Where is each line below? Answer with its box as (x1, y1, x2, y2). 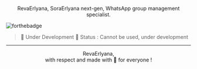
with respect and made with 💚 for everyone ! (45, 56, 152, 63)
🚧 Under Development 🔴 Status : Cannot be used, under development (20, 34, 189, 40)
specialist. (86, 11, 111, 18)
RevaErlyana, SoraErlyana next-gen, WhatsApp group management (17, 5, 180, 12)
